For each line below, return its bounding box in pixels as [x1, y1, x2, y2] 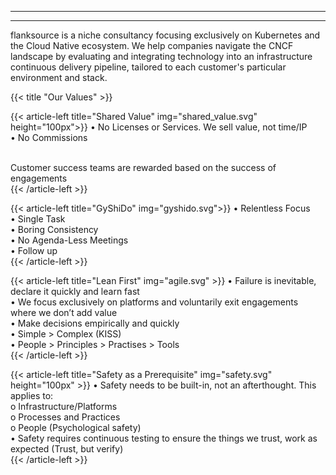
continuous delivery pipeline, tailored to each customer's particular [10, 61, 287, 73]
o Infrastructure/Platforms [10, 401, 118, 412]
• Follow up [10, 245, 58, 256]
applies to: [10, 390, 54, 401]
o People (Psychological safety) [10, 422, 142, 433]
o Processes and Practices [10, 411, 121, 423]
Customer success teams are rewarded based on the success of [10, 162, 277, 173]
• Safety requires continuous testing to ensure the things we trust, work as [10, 432, 318, 444]
